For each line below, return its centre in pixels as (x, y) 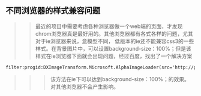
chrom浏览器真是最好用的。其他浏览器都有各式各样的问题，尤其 (114, 33)
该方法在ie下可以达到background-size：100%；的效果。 (120, 79)
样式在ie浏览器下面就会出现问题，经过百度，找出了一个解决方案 (114, 56)
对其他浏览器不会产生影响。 (85, 86)
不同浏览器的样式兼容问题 (53, 11)
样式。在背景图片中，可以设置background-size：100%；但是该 (113, 48)
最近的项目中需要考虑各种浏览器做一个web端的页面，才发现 (109, 26)
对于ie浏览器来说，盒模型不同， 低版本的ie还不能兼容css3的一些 (115, 41)
